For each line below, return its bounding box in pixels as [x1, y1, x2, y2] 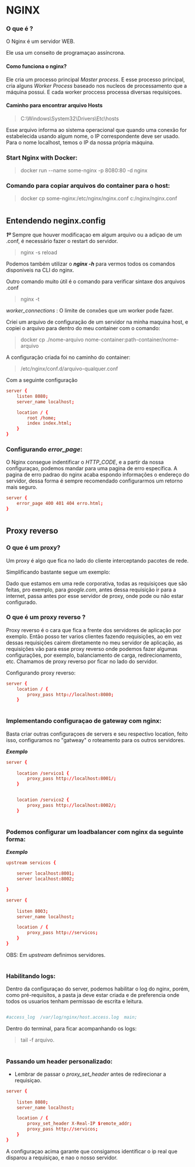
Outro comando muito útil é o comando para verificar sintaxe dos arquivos [6, 278, 186, 285]
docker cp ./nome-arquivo [20, 336, 84, 343]
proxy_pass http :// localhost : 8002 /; [27, 803, 117, 809]
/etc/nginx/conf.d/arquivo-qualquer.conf [20, 365, 118, 373]
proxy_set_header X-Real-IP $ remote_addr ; [27, 1121, 132, 1127]
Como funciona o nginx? [6, 63, 67, 70]
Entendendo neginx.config [6, 215, 106, 225]
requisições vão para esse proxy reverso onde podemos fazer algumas [6, 645, 177, 652]
